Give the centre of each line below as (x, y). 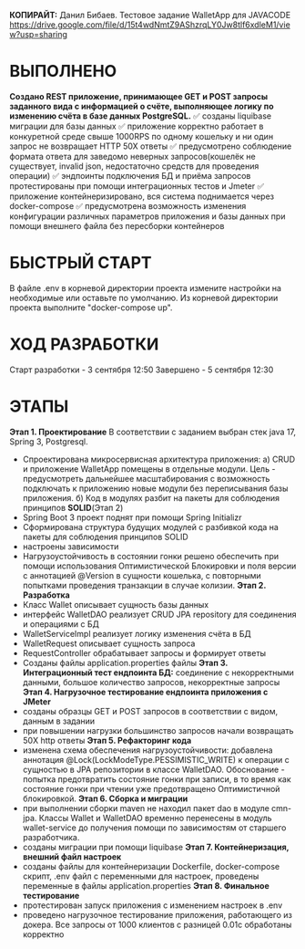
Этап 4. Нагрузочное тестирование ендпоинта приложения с (145, 692)
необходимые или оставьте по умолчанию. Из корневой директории (144, 297)
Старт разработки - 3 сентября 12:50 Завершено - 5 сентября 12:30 (142, 370)
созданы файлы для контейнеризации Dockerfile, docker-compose (151, 866)
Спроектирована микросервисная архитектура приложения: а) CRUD (159, 459)
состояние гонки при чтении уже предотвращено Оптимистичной (151, 788)
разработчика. (51, 837)
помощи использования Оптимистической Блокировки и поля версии (159, 566)
